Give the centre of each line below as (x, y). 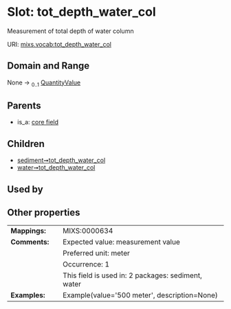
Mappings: (29, 231)
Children (26, 144)
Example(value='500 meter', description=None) (141, 295)
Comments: (30, 242)
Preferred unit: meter (97, 253)
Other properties (44, 213)
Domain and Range (48, 66)
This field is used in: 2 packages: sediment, (133, 275)
